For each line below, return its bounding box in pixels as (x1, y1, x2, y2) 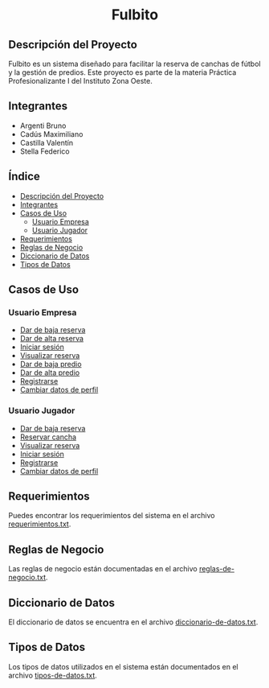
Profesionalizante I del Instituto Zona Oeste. (8, 76, 153, 85)
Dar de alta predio (19, 368, 80, 377)
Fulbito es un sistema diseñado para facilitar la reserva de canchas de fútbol (8, 59, 261, 68)
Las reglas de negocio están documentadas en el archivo (8, 564, 198, 574)
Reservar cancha (19, 432, 77, 442)
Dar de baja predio (19, 360, 82, 369)
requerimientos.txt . (8, 519, 71, 529)
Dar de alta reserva (19, 334, 84, 344)
